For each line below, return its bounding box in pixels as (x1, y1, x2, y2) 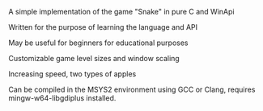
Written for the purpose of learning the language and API (8, 23, 198, 31)
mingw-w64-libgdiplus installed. (8, 93, 117, 103)
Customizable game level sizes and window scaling (8, 54, 180, 63)
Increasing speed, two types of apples (8, 69, 137, 79)
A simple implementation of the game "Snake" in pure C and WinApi (8, 7, 235, 16)
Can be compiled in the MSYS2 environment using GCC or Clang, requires (8, 84, 256, 94)
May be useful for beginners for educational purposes (8, 38, 189, 47)
